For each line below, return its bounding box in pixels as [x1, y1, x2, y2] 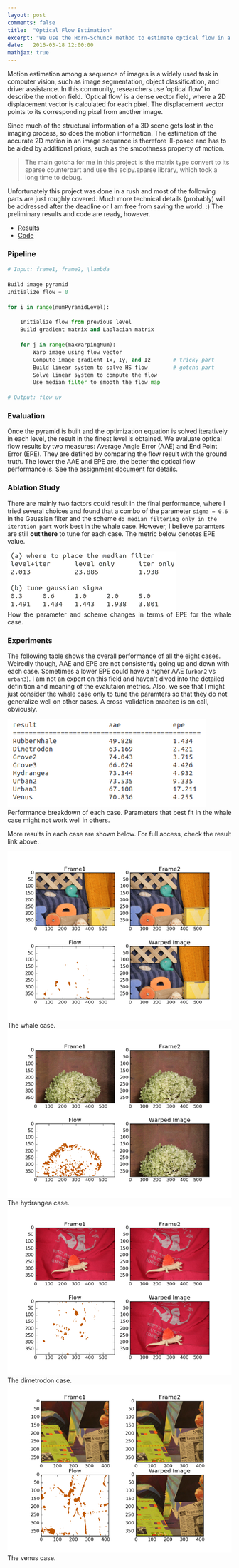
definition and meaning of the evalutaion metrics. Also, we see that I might [7, 682, 225, 690]
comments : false [7, 19, 55, 26]
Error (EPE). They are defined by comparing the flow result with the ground [7, 450, 228, 458]
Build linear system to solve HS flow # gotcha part [33, 364, 215, 371]
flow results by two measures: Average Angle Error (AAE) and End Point [7, 442, 218, 451]
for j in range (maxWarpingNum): [20, 341, 116, 349]
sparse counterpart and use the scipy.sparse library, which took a [24, 166, 218, 174]
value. [7, 537, 26, 545]
